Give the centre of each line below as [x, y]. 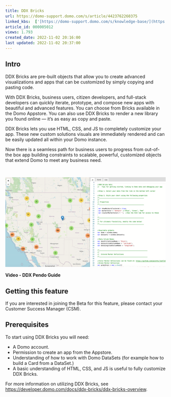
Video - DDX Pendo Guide [33, 275]
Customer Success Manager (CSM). [43, 309]
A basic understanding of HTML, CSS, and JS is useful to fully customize [89, 368]
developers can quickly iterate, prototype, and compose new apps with [80, 102]
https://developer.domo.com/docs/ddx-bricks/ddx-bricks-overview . [76, 389]
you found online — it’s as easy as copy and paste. [59, 119]
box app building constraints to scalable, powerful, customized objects [87, 155]
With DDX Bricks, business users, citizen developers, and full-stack [76, 97]
